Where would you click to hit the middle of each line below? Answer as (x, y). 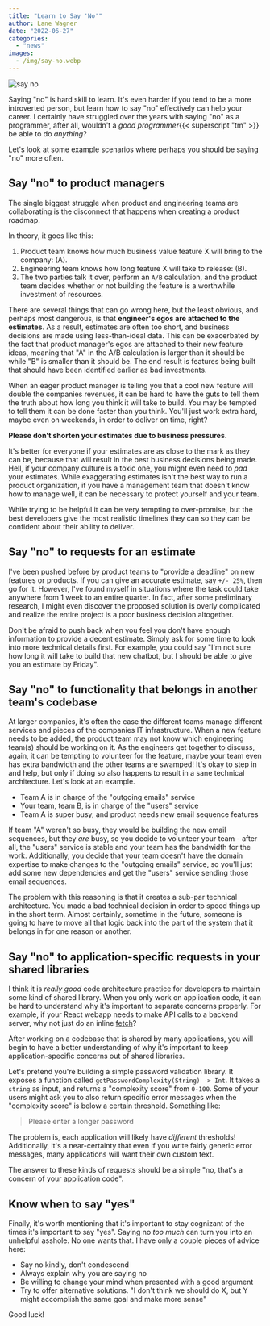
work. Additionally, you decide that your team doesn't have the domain (126, 855)
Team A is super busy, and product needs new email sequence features (139, 814)
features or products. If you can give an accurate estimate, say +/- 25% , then (135, 580)
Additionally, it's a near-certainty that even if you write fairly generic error (130, 1146)
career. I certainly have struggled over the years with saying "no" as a (124, 116)
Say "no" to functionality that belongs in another (133, 690)
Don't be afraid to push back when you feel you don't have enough (120, 630)
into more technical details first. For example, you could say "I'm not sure (130, 647)
